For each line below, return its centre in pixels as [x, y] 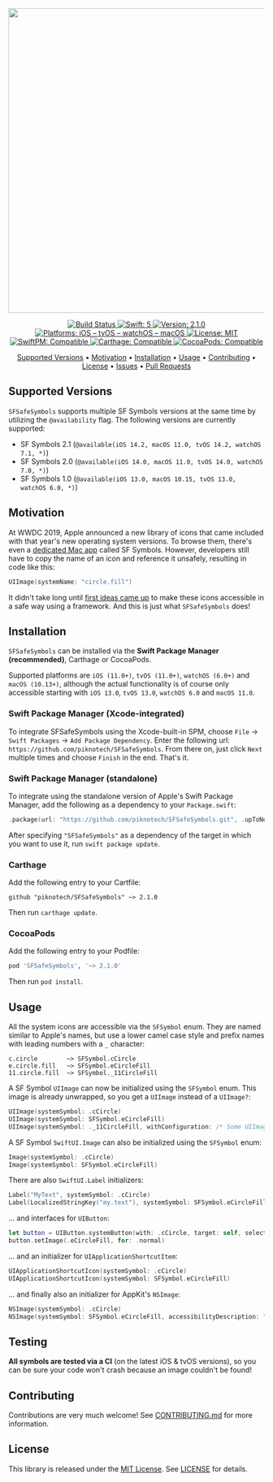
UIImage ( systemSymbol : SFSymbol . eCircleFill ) [87, 1119]
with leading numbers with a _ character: [76, 1044]
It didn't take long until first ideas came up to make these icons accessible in [136, 597]
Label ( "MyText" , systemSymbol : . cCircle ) [80, 1195]
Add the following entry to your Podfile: [74, 951]
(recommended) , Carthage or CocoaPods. [80, 660]
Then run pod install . [46, 981]
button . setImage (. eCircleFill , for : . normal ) [87, 1241]
